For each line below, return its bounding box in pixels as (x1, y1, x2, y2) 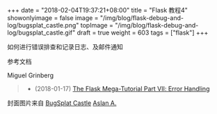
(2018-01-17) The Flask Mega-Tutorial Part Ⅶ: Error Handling (34, 85, 210, 93)
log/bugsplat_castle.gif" (7, 28, 76, 37)
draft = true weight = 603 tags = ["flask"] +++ (77, 28, 209, 37)
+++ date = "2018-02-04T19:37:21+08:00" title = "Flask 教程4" (7, 6, 188, 14)
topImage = (80, 21, 113, 29)
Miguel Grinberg (7, 71, 54, 79)
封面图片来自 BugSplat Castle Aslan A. (7, 99, 117, 107)
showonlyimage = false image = (7, 14, 99, 22)
